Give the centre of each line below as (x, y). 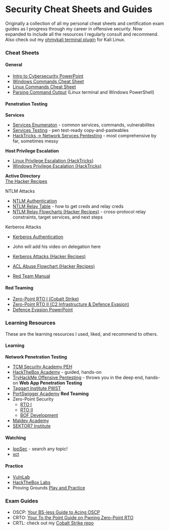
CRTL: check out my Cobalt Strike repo (53, 523)
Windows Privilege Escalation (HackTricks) (57, 166)
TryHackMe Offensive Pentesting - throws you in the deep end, (78, 377)
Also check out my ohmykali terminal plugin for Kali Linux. (65, 40)
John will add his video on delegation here (57, 246)
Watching (16, 438)
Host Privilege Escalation (32, 151)
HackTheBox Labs (31, 482)
